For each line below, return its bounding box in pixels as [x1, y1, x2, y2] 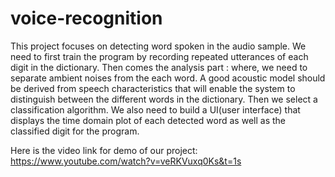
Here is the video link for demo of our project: [10, 144, 198, 156]
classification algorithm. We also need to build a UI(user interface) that [10, 103, 301, 116]
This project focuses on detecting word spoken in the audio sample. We [10, 40, 307, 52]
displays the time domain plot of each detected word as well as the [10, 114, 286, 126]
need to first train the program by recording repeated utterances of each [10, 50, 309, 62]
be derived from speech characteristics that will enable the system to [10, 82, 296, 94]
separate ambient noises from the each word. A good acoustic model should [10, 72, 326, 84]
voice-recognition [10, 7, 163, 30]
